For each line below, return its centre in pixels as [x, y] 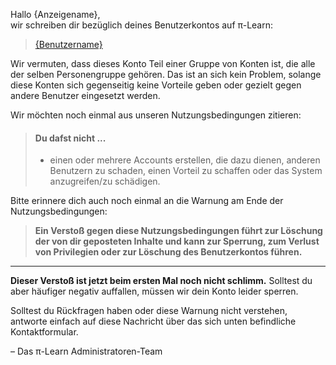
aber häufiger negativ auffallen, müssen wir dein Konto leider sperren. [154, 291]
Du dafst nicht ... [70, 138]
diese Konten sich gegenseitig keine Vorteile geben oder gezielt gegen [156, 85]
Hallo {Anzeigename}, [55, 14]
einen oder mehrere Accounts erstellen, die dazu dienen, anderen [185, 160]
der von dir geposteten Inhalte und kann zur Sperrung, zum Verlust [177, 241]
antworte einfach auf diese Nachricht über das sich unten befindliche [153, 321]
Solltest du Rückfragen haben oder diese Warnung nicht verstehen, [149, 311]
